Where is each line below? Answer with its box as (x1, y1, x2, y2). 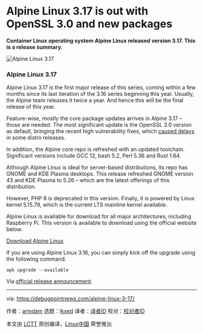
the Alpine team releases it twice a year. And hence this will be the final (6, 97, 184, 104)
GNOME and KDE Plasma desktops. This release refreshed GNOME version (6, 170, 193, 177)
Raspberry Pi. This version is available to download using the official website (6, 219, 197, 227)
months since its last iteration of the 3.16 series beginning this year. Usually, (6, 90, 195, 98)
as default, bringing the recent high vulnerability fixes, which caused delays (6, 128, 195, 135)
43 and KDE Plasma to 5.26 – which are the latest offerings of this (6, 177, 170, 184)
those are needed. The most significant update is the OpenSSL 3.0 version (6, 121, 192, 128)
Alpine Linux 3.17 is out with (6, 4, 149, 18)
